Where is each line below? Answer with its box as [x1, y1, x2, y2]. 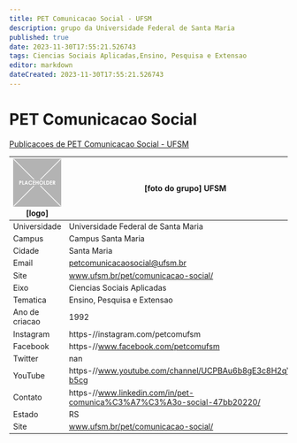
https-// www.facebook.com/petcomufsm [69, 340, 220, 351]
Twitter [12, 354, 39, 364]
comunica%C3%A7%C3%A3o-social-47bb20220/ [69, 396, 261, 407]
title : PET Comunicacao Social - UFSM [9, 14, 152, 23]
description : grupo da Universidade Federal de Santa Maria [9, 23, 236, 33]
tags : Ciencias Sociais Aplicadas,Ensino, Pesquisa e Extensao [9, 51, 247, 61]
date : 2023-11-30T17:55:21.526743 [9, 42, 137, 51]
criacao [12, 317, 42, 327]
